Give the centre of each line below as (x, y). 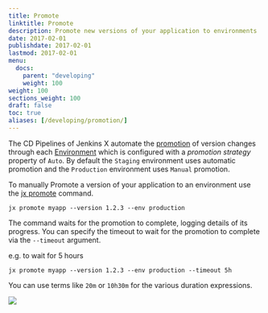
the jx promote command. (51, 193)
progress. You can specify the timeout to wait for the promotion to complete (134, 231)
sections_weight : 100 (45, 98)
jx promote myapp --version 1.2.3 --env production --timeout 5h (120, 270)
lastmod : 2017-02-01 (43, 53)
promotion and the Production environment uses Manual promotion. (120, 169)
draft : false (30, 105)
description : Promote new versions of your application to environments (133, 31)
